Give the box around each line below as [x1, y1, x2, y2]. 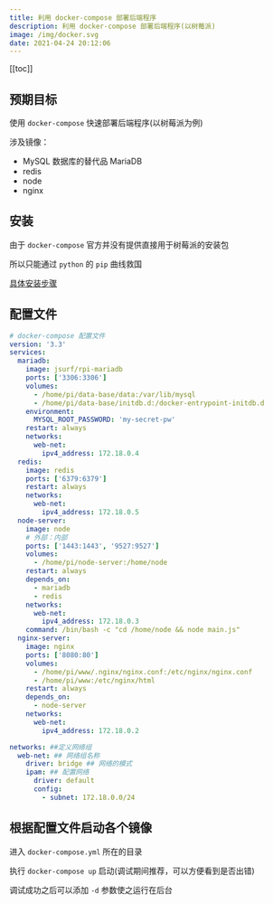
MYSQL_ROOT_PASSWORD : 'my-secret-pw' [33, 415, 176, 425]
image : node [25, 524, 71, 533]
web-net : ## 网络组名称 [17, 751, 100, 760]
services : [9, 348, 47, 357]
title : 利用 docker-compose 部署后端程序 [9, 13, 156, 23]
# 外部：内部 [25, 532, 68, 542]
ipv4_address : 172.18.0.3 [42, 617, 140, 626]
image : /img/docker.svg [9, 30, 99, 39]
